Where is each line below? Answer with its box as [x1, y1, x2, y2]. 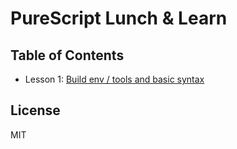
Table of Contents [10, 47, 125, 64]
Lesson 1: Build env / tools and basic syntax [24, 73, 205, 85]
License [10, 102, 61, 119]
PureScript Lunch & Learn [10, 7, 228, 30]
